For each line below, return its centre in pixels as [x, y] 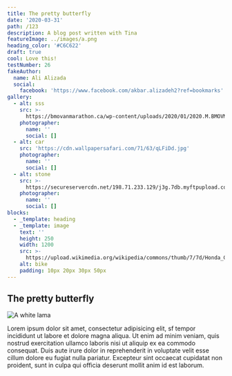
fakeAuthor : [24, 71]
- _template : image [41, 225]
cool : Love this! [32, 59]
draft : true [24, 53]
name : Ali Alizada [40, 78]
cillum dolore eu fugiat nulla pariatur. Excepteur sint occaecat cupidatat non [115, 358]
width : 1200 [37, 245]
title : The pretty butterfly [49, 13]
